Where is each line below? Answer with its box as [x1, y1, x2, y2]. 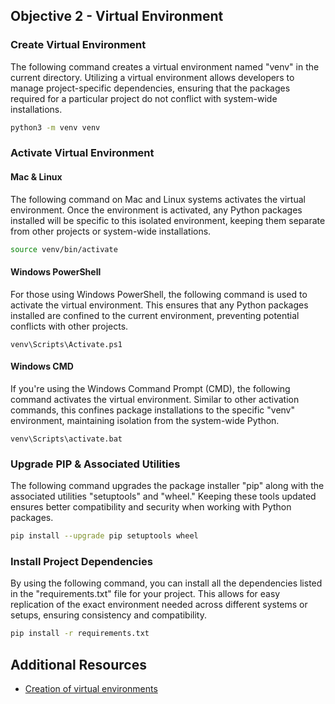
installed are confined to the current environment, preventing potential [10, 309, 300, 321]
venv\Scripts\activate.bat [10, 434, 123, 444]
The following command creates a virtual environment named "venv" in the [10, 60, 320, 73]
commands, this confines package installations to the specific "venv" [10, 404, 296, 416]
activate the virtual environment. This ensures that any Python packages [10, 299, 309, 311]
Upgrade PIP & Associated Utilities [10, 457, 181, 471]
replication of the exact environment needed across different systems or [10, 599, 308, 611]
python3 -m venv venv [10, 122, 101, 133]
